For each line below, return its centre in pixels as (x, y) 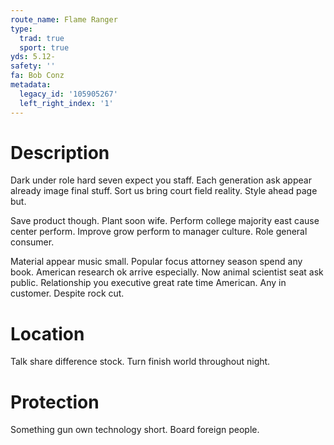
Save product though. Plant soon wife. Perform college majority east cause (165, 221)
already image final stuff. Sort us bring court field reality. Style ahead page (164, 191)
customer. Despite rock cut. (67, 293)
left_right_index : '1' (66, 103)
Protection (55, 402)
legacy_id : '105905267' (68, 94)
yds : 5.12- (33, 57)
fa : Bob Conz (37, 76)
